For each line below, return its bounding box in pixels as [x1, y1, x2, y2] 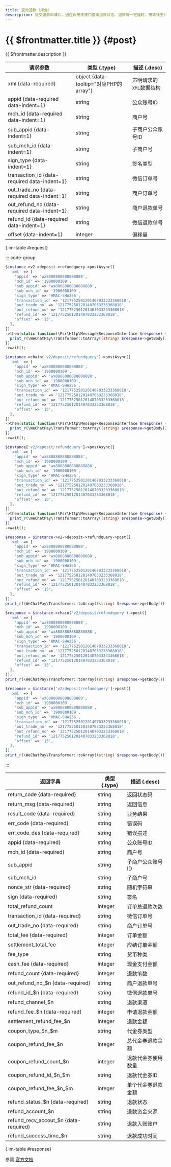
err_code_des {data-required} [8, 829, 80, 836]
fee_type [8, 951, 29, 958]
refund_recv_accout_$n [8, 1117, 64, 1124]
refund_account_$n [8, 1108, 54, 1115]
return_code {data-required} [8, 791, 76, 798]
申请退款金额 [127, 1009, 158, 1016]
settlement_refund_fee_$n [8, 1018, 70, 1025]
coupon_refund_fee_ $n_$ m [8, 1085, 73, 1092]
